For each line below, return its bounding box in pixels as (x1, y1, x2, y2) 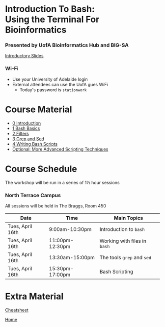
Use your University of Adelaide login (12, 76, 88, 82)
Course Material (5, 104, 72, 115)
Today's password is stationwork (19, 87, 87, 93)
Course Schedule (5, 163, 77, 175)
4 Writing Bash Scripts (12, 141, 58, 147)
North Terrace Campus (5, 192, 61, 199)
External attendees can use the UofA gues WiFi (12, 81, 108, 87)
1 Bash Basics (12, 125, 40, 131)
